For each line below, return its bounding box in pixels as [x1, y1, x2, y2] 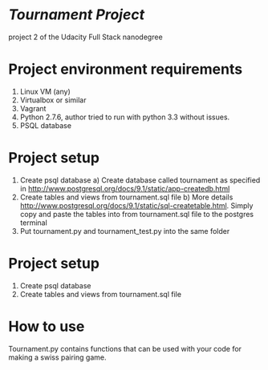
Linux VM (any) [19, 86, 71, 96]
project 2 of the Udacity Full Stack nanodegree [8, 32, 163, 42]
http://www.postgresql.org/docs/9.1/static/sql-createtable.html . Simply [19, 200, 254, 210]
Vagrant [19, 103, 47, 113]
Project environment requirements [8, 60, 243, 78]
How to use [8, 317, 85, 336]
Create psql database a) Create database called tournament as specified [19, 175, 261, 185]
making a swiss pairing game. [8, 352, 107, 362]
